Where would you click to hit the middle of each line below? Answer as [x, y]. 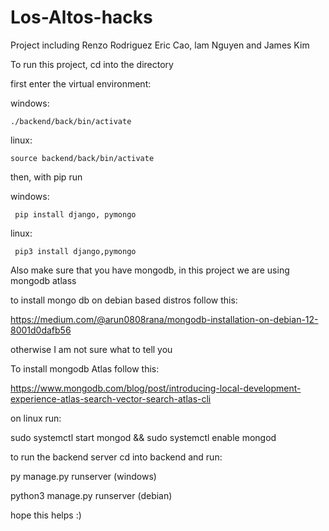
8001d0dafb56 [41, 330]
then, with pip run [46, 177]
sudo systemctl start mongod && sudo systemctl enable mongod [143, 437]
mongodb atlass [43, 280]
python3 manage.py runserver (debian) [91, 495]
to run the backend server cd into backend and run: [116, 457]
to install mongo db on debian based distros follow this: [124, 300]
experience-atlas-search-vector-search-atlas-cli [111, 398]
